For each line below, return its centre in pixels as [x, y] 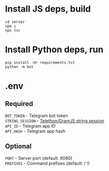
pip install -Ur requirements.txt [40, 62]
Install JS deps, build [48, 9]
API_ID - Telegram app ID [30, 126]
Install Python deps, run [54, 50]
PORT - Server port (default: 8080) [39, 158]
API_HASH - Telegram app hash [35, 131]
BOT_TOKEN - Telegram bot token [36, 116]
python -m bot [19, 67]
